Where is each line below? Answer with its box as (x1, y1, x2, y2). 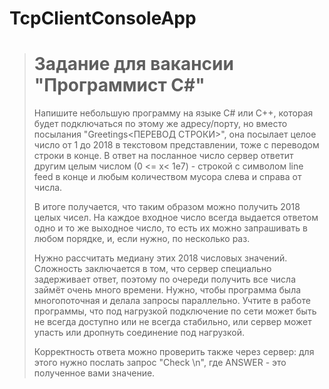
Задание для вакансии (33, 53, 234, 76)
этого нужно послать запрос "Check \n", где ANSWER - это (33, 357, 287, 369)
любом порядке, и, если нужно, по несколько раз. (33, 233, 251, 245)
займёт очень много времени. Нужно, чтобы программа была (33, 284, 302, 296)
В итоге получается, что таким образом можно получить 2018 (33, 201, 301, 213)
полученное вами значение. (33, 367, 156, 379)
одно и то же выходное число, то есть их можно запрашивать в (33, 222, 308, 234)
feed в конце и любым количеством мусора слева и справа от (33, 171, 302, 183)
